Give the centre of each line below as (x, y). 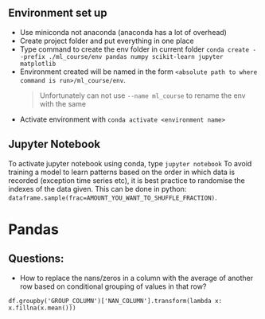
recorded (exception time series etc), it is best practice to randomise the (127, 180)
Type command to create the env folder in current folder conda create (134, 49)
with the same (62, 103)
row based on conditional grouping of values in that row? (113, 286)
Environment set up (58, 13)
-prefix (32, 56)
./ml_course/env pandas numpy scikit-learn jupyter (136, 56)
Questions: (36, 259)
